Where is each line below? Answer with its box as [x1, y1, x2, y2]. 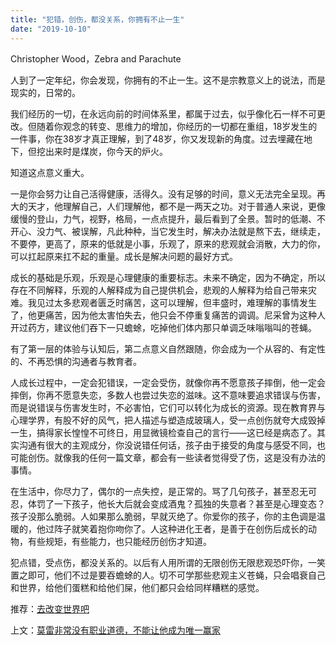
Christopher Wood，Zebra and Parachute [10, 52, 182, 65]
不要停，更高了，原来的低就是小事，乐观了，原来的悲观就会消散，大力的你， [10, 237, 326, 250]
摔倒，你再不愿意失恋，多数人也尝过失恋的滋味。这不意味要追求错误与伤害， [10, 389, 326, 401]
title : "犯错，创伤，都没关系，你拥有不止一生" [10, 14, 185, 25]
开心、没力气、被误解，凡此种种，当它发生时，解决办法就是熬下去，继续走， [10, 225, 326, 237]
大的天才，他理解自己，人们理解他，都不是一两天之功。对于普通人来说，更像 [10, 200, 326, 212]
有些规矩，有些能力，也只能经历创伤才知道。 [27, 535, 212, 547]
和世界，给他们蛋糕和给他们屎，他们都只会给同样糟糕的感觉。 [10, 581, 265, 593]
